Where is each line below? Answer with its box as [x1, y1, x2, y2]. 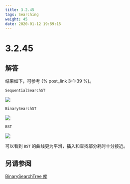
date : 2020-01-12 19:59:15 [5, 21, 61, 26]
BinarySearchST [5, 106, 37, 111]
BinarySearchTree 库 [5, 173, 48, 179]
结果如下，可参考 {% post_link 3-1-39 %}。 [5, 78, 94, 84]
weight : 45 [5, 16, 28, 21]
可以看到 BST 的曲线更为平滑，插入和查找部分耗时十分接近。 [5, 143, 128, 149]
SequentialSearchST [5, 88, 46, 93]
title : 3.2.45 [5, 7, 35, 12]
